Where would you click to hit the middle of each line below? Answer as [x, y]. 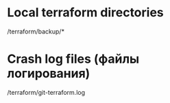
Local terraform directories [86, 13]
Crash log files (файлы [73, 59]
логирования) [49, 74]
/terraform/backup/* [36, 31]
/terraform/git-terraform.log [46, 92]
